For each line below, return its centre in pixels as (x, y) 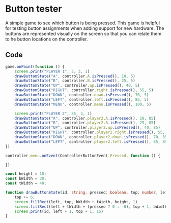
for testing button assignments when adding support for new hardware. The (85, 28)
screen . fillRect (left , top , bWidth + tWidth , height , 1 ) (76, 202)
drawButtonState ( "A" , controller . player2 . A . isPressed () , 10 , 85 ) (85, 118)
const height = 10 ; (26, 174)
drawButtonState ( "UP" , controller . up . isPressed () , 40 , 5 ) (77, 86)
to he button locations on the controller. (47, 39)
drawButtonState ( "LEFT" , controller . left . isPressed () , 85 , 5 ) (82, 99)
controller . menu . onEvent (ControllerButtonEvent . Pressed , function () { (83, 156)
